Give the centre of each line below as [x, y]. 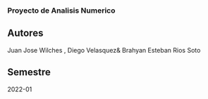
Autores [25, 33]
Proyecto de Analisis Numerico [61, 11]
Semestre [29, 72]
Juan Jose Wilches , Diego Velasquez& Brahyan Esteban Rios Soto [104, 50]
